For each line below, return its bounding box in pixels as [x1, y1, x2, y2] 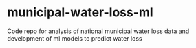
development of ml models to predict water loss [7, 34, 142, 42]
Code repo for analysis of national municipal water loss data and [7, 27, 190, 35]
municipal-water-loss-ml [7, 5, 153, 20]
